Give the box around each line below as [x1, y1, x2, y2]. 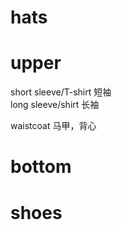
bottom [10, 156, 72, 178]
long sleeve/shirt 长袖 [10, 99, 100, 111]
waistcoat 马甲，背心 [10, 120, 97, 132]
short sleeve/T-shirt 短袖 [10, 86, 112, 98]
